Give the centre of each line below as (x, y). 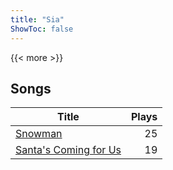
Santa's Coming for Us (68, 150)
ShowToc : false (42, 29)
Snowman (39, 134)
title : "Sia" (37, 19)
